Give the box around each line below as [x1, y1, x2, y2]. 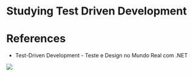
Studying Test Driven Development [6, 4, 187, 18]
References [6, 32, 66, 46]
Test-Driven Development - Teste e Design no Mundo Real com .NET [15, 52, 188, 59]
